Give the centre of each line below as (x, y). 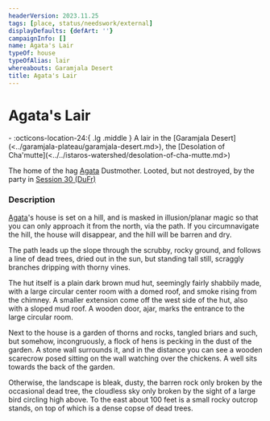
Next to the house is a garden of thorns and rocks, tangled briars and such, (133, 332)
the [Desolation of (195, 147)
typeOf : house (32, 53)
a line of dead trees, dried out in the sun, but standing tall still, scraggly (126, 258)
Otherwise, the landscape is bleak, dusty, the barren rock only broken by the (135, 382)
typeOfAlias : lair (39, 61)
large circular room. (41, 317)
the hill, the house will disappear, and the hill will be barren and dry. (120, 234)
